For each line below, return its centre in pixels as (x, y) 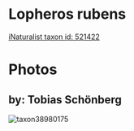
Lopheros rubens (67, 14)
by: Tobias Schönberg (65, 100)
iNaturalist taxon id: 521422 (54, 37)
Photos (33, 70)
